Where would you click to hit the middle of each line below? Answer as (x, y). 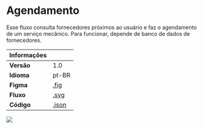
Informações (28, 55)
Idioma (19, 75)
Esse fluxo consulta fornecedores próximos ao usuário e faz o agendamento (101, 27)
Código (20, 105)
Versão (20, 65)
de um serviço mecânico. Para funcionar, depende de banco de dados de (98, 33)
